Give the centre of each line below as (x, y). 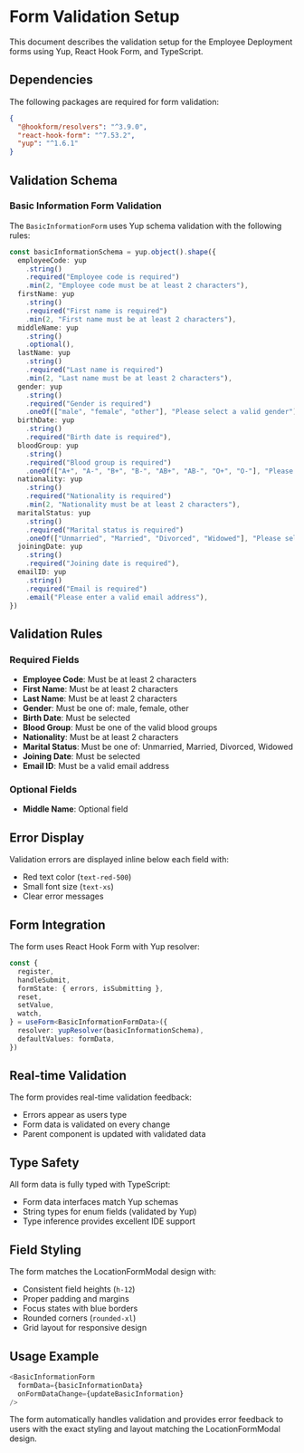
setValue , (36, 1006)
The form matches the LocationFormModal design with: (113, 1272)
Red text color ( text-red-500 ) (77, 877)
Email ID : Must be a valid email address (96, 766)
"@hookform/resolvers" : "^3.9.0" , (82, 127)
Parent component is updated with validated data (114, 1134)
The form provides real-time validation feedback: (101, 1097)
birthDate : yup (46, 420)
